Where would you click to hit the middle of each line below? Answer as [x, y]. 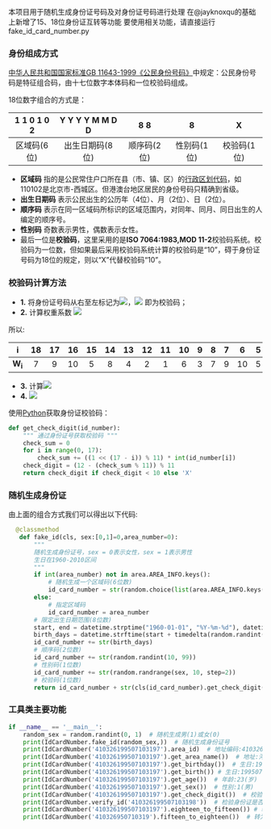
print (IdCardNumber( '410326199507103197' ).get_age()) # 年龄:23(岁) [140, 779]
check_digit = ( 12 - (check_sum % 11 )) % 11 [99, 466]
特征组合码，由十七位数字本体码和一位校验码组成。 [107, 82]
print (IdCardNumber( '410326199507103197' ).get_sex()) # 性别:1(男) [138, 787]
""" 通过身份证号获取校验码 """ [71, 436]
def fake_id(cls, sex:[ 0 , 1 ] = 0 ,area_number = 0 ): [99, 537]
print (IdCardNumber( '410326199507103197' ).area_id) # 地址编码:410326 [143, 750]
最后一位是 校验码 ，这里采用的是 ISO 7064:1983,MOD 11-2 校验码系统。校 [141, 240]
